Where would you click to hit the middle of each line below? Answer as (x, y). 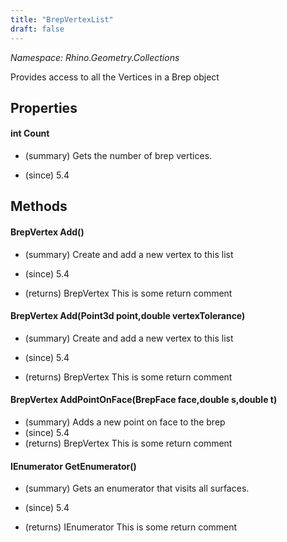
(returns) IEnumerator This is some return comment (131, 527)
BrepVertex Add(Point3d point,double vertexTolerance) (128, 316)
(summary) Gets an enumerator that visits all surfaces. (137, 488)
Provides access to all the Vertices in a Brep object (115, 77)
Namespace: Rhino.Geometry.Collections (95, 57)
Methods (39, 206)
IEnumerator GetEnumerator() (73, 466)
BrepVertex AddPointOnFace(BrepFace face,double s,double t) (144, 400)
